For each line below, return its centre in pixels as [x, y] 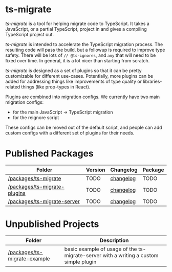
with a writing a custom [131, 255]
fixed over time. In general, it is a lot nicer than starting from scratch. [78, 60]
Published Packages [49, 154]
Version [95, 170]
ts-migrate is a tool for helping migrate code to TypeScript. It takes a [77, 24]
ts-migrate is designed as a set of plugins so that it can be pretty [73, 71]
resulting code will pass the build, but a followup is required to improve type [85, 50]
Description [114, 240]
